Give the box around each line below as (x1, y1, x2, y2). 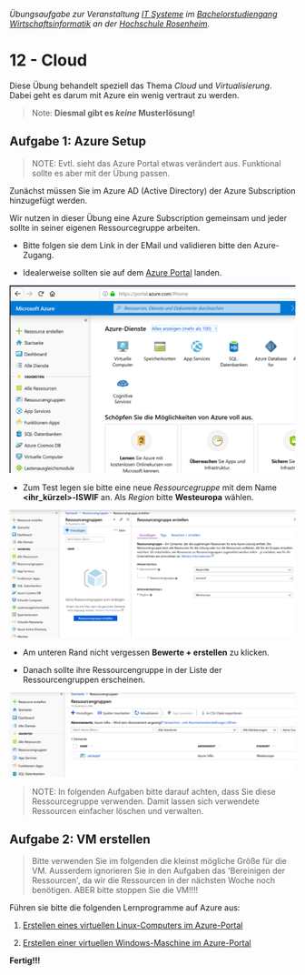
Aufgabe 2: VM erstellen (9, 831, 152, 847)
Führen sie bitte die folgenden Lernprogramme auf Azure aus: (9, 902, 241, 913)
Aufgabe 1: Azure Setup (9, 134, 147, 149)
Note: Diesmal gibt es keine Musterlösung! (31, 107, 196, 118)
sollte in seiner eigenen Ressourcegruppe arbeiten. (9, 222, 201, 233)
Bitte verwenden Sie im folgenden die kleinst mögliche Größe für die (31, 856, 288, 867)
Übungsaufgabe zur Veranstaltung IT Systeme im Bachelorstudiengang (9, 9, 278, 19)
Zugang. (22, 249, 54, 260)
